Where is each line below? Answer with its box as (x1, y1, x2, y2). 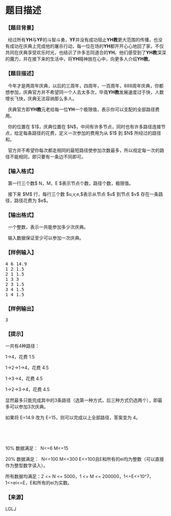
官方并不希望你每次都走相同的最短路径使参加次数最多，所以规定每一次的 (7, 147, 160, 153)
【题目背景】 (5, 24, 37, 31)
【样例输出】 (5, 305, 37, 312)
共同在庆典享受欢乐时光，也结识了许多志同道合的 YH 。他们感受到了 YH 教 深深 (5, 50, 166, 56)
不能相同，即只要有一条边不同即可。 (9, 153, 86, 160)
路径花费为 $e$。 (14, 197, 51, 204)
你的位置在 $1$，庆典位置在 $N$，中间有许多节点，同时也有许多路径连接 (7, 123, 161, 129)
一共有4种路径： (5, 343, 40, 349)
